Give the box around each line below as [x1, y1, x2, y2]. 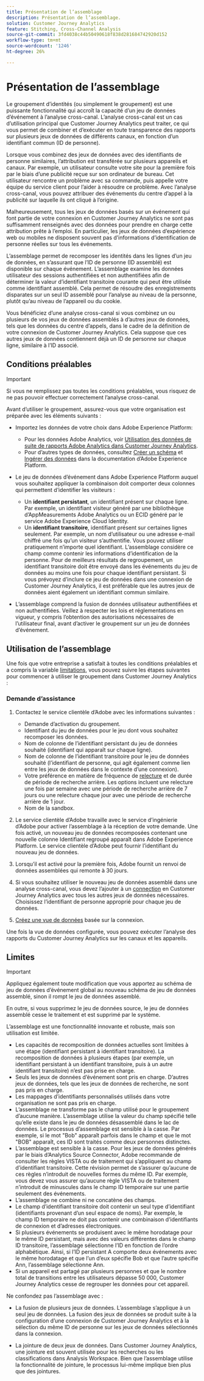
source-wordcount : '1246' [6, 43, 72, 49]
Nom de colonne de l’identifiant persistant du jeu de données [24, 739, 178, 747]
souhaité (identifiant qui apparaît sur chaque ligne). [24, 746, 153, 753]
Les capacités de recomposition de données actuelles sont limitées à [15, 1041, 189, 1049]
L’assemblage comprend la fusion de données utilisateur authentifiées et [15, 600, 198, 608]
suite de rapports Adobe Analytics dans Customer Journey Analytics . [24, 442, 198, 449]
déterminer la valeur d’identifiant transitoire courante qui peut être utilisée [6, 278, 191, 285]
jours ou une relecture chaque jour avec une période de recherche [24, 791, 192, 798]
